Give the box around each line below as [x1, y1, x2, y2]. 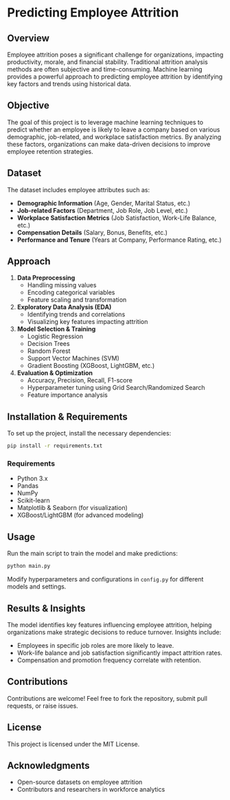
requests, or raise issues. [7, 701, 79, 710]
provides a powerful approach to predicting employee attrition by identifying [7, 72, 223, 81]
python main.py [7, 563, 51, 570]
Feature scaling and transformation [27, 296, 127, 304]
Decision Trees [27, 340, 70, 348]
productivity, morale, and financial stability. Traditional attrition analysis [7, 58, 208, 66]
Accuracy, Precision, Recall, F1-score [27, 376, 133, 384]
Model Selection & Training [16, 325, 96, 334]
